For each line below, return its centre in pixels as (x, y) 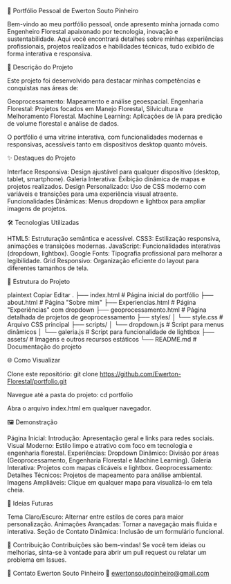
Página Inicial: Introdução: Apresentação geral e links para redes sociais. (111, 438)
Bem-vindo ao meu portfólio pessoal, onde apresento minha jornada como (113, 24)
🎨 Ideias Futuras (30, 503)
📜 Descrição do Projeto (40, 67)
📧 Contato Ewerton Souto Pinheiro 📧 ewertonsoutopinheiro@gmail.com (108, 573)
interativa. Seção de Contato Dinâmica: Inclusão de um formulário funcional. (116, 532)
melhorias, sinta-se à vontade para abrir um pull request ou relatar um (107, 552)
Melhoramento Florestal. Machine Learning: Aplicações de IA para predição (115, 116)
